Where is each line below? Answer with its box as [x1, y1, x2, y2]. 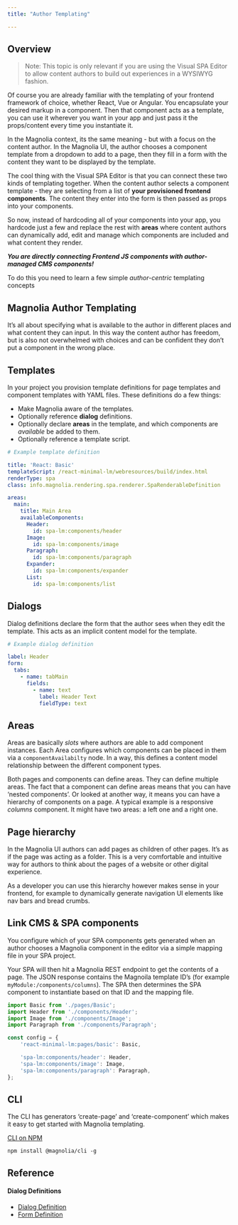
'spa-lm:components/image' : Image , [20, 1060, 126, 1067]
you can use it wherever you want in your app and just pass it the [7, 113, 198, 122]
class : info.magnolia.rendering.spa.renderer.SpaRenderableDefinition [7, 481, 221, 488]
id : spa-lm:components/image [33, 540, 119, 548]
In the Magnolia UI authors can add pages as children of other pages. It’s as [7, 845, 229, 853]
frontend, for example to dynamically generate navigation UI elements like [7, 889, 224, 897]
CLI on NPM [7, 1134, 43, 1142]
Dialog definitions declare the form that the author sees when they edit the [7, 619, 225, 627]
